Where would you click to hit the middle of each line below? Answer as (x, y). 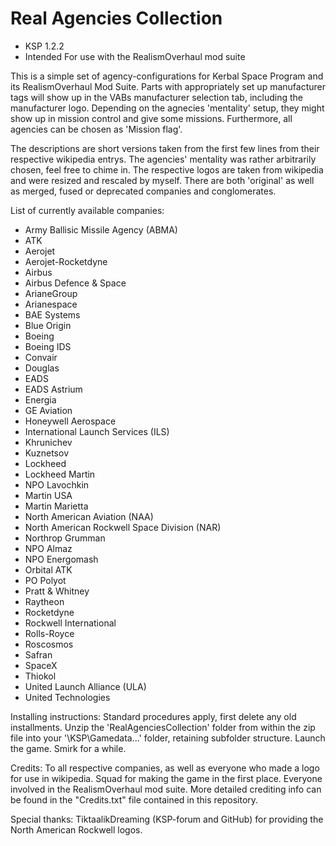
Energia (40, 399)
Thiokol (40, 676)
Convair (41, 357)
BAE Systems (52, 314)
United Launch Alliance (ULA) (85, 686)
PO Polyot (45, 580)
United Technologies (67, 697)
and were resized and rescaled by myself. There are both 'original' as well (162, 180)
